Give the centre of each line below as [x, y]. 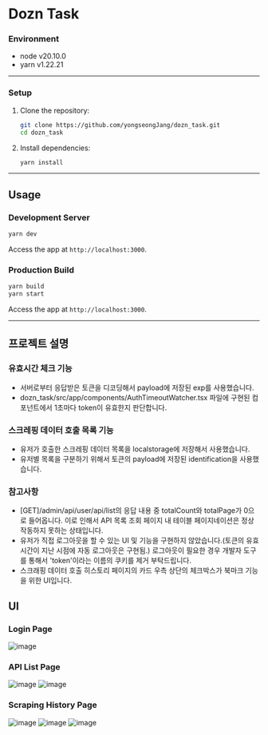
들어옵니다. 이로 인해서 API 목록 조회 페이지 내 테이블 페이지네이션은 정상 [141, 521]
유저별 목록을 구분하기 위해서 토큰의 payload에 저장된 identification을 [129, 459]
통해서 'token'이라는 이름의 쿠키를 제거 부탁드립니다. [110, 561]
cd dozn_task [41, 133]
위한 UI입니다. [50, 581]
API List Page [34, 666]
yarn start [26, 294]
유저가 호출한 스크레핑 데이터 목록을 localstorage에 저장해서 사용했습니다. [135, 449]
